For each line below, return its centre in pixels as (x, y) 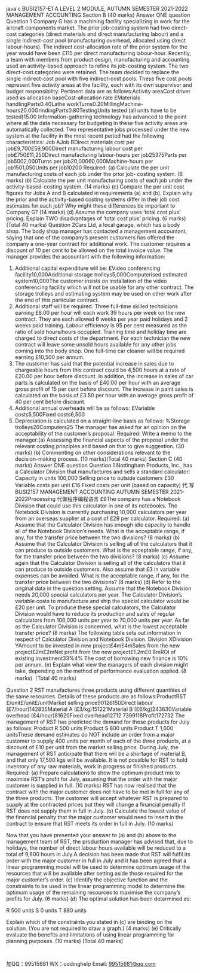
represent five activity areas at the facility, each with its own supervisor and (99, 85)
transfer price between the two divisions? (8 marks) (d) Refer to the (98, 582)
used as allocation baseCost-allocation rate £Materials (73, 98)
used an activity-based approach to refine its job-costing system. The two (98, 66)
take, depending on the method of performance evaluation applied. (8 (101, 671)
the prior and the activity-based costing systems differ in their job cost (93, 199)
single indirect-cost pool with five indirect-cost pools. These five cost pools (99, 78)
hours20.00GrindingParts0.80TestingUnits (58, 110)
